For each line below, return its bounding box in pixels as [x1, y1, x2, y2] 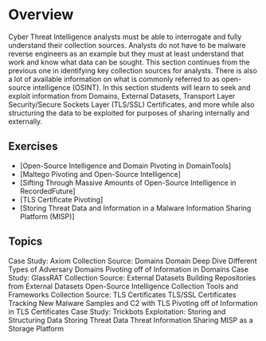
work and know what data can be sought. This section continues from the [8, 57, 250, 67]
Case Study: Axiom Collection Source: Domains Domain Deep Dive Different [8, 256, 257, 265]
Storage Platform [8, 323, 64, 333]
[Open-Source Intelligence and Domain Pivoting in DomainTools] [19, 161, 232, 170]
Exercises [8, 139, 58, 153]
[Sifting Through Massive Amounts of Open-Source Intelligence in [19, 178, 237, 187]
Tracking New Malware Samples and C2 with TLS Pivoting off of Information [8, 298, 259, 308]
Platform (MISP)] [19, 211, 75, 221]
